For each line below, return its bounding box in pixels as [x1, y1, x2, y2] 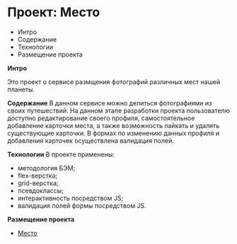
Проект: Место [7, 4, 100, 21]
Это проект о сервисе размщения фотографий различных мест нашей [7, 77, 221, 86]
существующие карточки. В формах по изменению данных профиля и [7, 129, 220, 137]
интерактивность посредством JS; [17, 194, 124, 202]
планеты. [7, 85, 35, 93]
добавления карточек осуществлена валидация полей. [7, 136, 175, 145]
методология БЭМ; [17, 163, 76, 172]
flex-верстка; [17, 171, 58, 180]
